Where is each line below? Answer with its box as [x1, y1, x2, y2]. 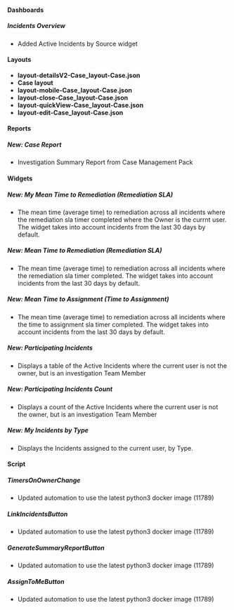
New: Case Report [7, 140, 62, 149]
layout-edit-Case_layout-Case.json [17, 108, 124, 117]
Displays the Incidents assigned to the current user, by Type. [17, 444, 193, 452]
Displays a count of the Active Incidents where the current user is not [17, 402, 219, 411]
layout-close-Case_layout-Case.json [17, 93, 129, 102]
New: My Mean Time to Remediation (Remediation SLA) [7, 190, 174, 199]
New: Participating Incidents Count [7, 385, 113, 393]
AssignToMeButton [7, 577, 65, 585]
